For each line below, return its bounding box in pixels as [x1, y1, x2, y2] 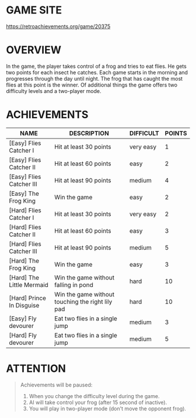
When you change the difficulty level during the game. [29, 392, 160, 399]
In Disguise [9, 301, 40, 309]
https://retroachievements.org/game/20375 [6, 23, 111, 30]
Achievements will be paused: [20, 381, 93, 388]
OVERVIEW [6, 43, 62, 57]
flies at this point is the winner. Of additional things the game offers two [6, 81, 178, 88]
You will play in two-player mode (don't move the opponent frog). [29, 405, 187, 412]
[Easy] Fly [9, 314, 37, 322]
